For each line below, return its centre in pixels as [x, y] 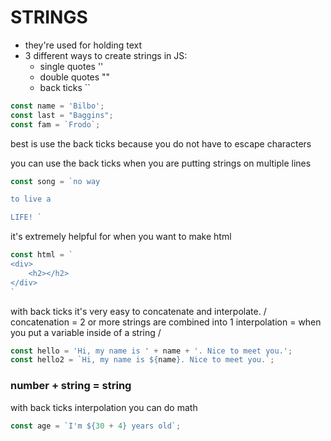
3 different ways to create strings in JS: [106, 55]
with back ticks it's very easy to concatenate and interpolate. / [138, 311]
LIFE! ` [26, 217]
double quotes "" [75, 77]
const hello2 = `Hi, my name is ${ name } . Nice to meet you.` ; [142, 360]
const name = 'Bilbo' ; [57, 106]
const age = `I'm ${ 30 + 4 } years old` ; [96, 426]
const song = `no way [55, 181]
